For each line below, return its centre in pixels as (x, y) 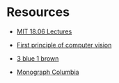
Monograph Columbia (48, 72)
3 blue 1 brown (38, 58)
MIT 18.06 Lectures (44, 31)
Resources (38, 12)
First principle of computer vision (64, 45)
